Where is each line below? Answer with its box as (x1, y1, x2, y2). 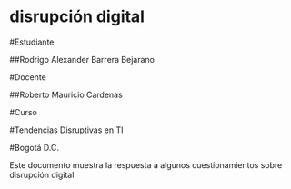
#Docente (9, 71, 47, 83)
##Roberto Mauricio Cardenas (9, 89, 123, 100)
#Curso (9, 106, 38, 117)
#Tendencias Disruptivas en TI (9, 124, 124, 135)
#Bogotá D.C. (9, 142, 60, 153)
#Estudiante (9, 36, 55, 47)
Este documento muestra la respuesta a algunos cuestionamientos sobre (9, 159, 283, 170)
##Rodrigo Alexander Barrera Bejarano (9, 54, 155, 65)
